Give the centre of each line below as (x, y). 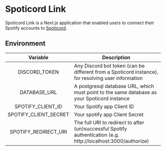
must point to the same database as (115, 92)
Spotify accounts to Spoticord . (36, 28)
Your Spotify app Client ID (104, 106)
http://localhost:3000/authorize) (111, 141)
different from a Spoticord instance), (116, 72)
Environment (25, 44)
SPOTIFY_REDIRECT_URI (39, 132)
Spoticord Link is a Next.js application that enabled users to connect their (80, 23)
